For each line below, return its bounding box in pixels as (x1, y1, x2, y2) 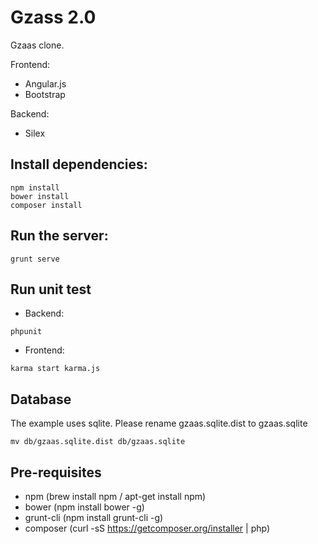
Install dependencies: (10, 156, 148, 173)
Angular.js (24, 77, 67, 90)
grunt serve (10, 254, 60, 264)
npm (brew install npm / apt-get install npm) (24, 491, 207, 502)
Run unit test (10, 281, 92, 298)
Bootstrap (24, 88, 66, 100)
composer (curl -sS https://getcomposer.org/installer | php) (24, 522, 271, 534)
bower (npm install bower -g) (24, 501, 145, 513)
